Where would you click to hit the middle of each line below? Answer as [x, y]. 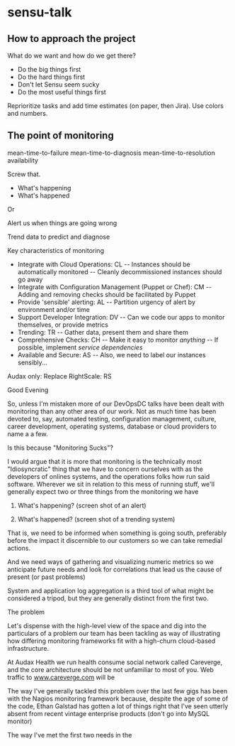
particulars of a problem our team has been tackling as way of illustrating [114, 633]
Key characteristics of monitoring [56, 250]
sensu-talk [40, 12]
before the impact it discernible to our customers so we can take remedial [115, 540]
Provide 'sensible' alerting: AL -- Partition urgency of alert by [107, 302]
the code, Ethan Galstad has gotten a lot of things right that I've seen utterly [118, 706]
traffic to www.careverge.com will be [61, 677]
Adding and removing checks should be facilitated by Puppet [107, 294]
